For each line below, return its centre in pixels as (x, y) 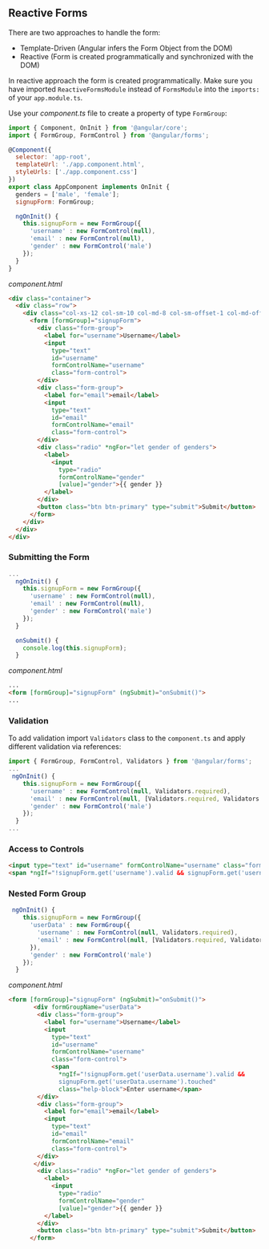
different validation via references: (65, 747)
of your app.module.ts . (46, 97)
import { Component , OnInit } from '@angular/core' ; (98, 127)
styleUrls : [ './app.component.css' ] (76, 172)
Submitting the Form (49, 558)
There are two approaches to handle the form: (84, 32)
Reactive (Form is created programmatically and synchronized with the (137, 56)
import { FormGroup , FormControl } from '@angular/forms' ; (109, 135)
